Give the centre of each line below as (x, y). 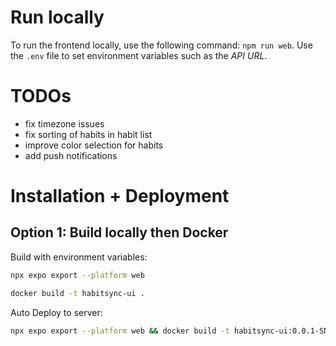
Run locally (57, 17)
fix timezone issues (64, 123)
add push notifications (71, 155)
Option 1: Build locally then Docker (119, 232)
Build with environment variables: (79, 257)
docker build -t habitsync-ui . (77, 293)
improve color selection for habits (94, 145)
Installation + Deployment (120, 196)
